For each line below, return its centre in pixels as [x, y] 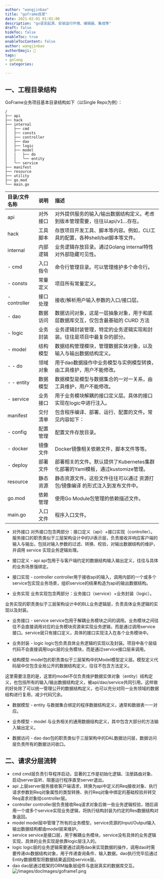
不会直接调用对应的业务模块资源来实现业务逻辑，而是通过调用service [86, 626]
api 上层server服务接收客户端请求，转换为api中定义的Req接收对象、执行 [85, 786]
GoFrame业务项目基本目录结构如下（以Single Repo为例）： [64, 102]
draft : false [18, 28]
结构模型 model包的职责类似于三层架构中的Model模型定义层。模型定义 [83, 660]
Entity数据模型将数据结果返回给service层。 [55, 859]
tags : [10, 55]
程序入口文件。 [72, 515]
